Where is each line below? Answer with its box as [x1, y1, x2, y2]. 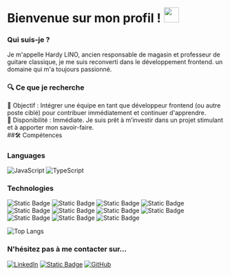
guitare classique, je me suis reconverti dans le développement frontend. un [7, 58, 223, 66]
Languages [7, 150, 46, 160]
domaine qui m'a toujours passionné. [7, 65, 112, 74]
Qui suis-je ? [7, 35, 50, 45]
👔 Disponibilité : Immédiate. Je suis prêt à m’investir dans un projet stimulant [7, 116, 224, 124]
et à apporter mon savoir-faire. [7, 123, 94, 131]
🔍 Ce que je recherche [7, 83, 85, 92]
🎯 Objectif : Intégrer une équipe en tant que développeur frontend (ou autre [7, 101, 221, 110]
